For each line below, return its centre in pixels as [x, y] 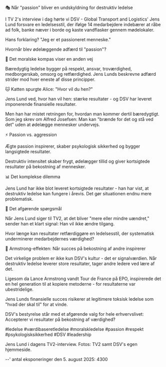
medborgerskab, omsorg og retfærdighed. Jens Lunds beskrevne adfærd [81, 74]
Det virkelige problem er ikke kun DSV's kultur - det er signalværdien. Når [81, 258]
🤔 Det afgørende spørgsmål [33, 209]
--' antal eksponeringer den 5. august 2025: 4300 [56, 359]
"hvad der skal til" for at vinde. [36, 304]
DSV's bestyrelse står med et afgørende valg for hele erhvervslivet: [74, 314]
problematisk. [19, 199]
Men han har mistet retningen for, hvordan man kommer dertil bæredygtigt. [82, 114]
